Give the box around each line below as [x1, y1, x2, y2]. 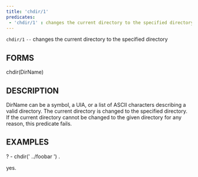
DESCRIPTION [6, 86, 59, 96]
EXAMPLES [6, 137, 49, 147]
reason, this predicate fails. [6, 120, 72, 127]
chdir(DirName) [6, 68, 44, 76]
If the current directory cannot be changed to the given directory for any [6, 114, 181, 121]
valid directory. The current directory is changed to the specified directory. [6, 107, 187, 114]
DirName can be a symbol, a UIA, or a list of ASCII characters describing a [6, 101, 186, 108]
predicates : [6, 14, 35, 20]
